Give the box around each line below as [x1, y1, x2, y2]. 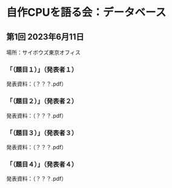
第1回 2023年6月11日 [6, 32, 84, 42]
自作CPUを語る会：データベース [6, 5, 167, 19]
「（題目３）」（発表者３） [6, 129, 78, 137]
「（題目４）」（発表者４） [6, 160, 78, 169]
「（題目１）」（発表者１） [6, 65, 78, 73]
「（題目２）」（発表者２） [6, 97, 78, 106]
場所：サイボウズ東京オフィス [6, 49, 81, 56]
